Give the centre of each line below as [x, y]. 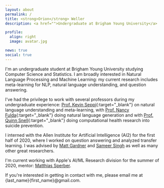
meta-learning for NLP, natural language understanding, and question [76, 85]
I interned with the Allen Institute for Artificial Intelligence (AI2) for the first [80, 135]
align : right [23, 37]
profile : [14, 32]
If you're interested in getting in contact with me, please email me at [74, 175]
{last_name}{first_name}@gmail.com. [43, 180]
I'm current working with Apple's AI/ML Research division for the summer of [82, 160]
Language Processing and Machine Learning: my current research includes [82, 79]
